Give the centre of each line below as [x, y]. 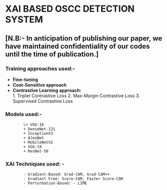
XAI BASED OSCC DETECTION [70, 9]
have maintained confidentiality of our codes [78, 46]
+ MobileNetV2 [38, 142]
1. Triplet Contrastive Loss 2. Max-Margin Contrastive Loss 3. [76, 96]
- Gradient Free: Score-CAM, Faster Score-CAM [73, 179]
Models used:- [24, 114]
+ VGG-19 [33, 147]
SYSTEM [24, 20]
